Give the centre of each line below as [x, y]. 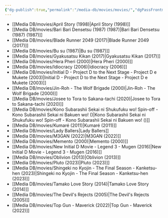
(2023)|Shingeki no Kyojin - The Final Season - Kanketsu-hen [85, 173]
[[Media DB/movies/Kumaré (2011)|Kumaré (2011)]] [64, 125]
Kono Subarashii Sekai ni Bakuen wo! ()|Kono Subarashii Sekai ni [79, 115]
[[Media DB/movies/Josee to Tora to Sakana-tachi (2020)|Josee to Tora [86, 99]
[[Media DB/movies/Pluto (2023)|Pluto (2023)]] [61, 162]
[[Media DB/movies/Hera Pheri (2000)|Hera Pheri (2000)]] [72, 61]
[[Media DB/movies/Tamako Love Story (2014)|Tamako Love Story [80, 184]
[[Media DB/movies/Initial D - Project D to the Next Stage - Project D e [84, 72]
